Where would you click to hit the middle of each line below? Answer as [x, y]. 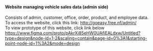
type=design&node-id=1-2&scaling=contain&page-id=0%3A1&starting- [76, 38]
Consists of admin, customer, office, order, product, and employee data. [77, 17]
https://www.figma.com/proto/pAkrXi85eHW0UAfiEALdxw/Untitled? [73, 33]
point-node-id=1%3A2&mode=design [42, 43]
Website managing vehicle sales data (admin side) [57, 7]
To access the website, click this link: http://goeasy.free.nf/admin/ [71, 23]
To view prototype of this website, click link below [55, 28]
